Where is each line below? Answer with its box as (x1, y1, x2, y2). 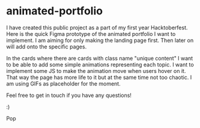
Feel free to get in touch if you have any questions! (6, 92, 132, 99)
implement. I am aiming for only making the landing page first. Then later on (6, 36, 194, 44)
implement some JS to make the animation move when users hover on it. (6, 67, 186, 74)
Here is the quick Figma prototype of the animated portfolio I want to (6, 30, 176, 37)
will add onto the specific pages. (6, 43, 87, 50)
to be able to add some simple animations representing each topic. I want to (6, 61, 194, 68)
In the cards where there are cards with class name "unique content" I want (6, 54, 193, 62)
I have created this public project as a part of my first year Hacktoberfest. (6, 24, 188, 31)
